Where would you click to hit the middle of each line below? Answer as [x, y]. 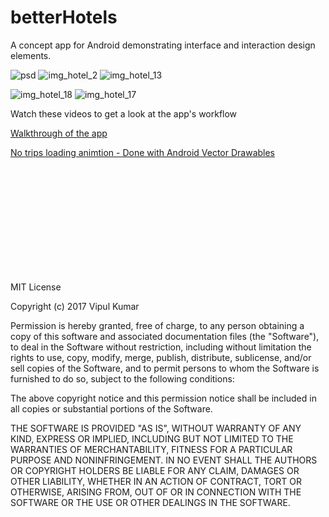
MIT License [36, 287]
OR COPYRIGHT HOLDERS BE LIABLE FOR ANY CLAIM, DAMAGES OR [155, 470]
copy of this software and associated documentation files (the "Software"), [165, 336]
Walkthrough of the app [59, 133]
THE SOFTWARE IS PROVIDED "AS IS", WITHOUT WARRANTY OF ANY [156, 428]
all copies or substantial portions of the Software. [111, 408]
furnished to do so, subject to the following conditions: [122, 378]
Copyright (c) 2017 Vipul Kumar [75, 306]
